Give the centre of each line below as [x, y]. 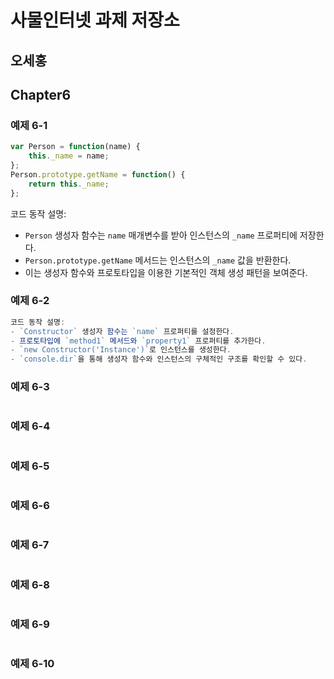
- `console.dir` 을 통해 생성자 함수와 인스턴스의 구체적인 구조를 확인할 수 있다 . [159, 359]
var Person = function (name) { [75, 147]
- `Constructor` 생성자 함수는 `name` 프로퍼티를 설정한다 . [122, 331]
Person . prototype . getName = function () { [98, 174]
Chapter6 [41, 94]
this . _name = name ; [69, 156]
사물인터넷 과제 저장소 [95, 20]
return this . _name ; [69, 184]
